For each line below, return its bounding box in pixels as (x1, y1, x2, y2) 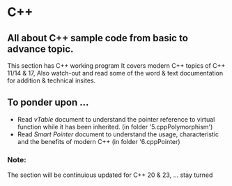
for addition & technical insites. (7, 76, 96, 85)
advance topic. (7, 43, 74, 55)
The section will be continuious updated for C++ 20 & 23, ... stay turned (7, 171, 213, 179)
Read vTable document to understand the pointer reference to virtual (17, 115, 215, 123)
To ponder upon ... (7, 96, 89, 108)
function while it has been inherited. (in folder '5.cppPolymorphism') (17, 122, 213, 131)
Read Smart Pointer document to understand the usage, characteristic (17, 130, 219, 138)
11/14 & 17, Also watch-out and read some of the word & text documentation (7, 69, 224, 77)
